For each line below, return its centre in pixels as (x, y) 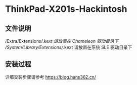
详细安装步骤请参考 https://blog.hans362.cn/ (51, 77)
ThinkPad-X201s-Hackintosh (66, 9)
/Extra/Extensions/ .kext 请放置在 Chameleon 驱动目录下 (62, 41)
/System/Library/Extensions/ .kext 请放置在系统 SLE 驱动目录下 (69, 47)
